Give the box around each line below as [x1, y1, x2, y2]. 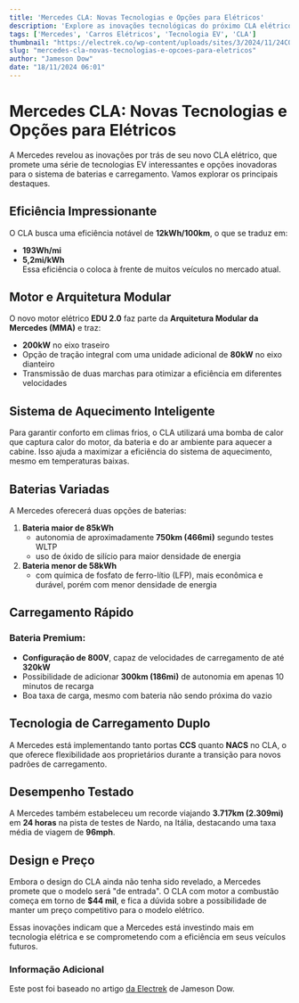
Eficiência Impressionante [9, 204, 158, 219]
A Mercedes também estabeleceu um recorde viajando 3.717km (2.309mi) [9, 808, 284, 818]
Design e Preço [9, 852, 95, 867]
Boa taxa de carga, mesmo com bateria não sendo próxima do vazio [21, 690, 273, 701]
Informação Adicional [9, 964, 105, 976]
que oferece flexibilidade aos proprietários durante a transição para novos [9, 749, 282, 760]
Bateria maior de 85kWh [21, 522, 114, 533]
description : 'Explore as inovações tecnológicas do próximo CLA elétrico [9, 21, 293, 30]
